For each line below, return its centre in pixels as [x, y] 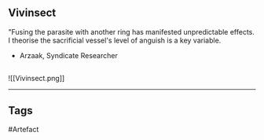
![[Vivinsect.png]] [37, 79]
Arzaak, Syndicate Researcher [68, 55]
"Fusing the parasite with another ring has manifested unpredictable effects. [132, 31]
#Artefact [24, 130]
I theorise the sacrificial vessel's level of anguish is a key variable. [115, 40]
